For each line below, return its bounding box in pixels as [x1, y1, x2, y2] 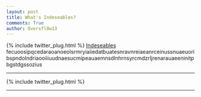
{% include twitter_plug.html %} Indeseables [6, 42, 117, 49]
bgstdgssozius [6, 61, 42, 68]
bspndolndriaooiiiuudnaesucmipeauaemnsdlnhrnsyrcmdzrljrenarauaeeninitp [6, 54, 194, 62]
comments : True [6, 20, 44, 26]
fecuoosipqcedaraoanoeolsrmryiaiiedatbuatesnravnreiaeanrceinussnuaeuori [6, 48, 195, 56]
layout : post [6, 8, 39, 15]
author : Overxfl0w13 [6, 25, 58, 32]
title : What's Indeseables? [6, 14, 77, 20]
